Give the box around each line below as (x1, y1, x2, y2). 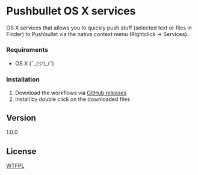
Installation (6, 75, 40, 84)
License (6, 146, 37, 156)
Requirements (6, 45, 49, 54)
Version (6, 112, 36, 123)
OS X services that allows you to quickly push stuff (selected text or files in (6, 24, 193, 31)
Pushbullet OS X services (6, 4, 136, 18)
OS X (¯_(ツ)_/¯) (14, 60, 54, 67)
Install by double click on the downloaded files (14, 95, 131, 103)
